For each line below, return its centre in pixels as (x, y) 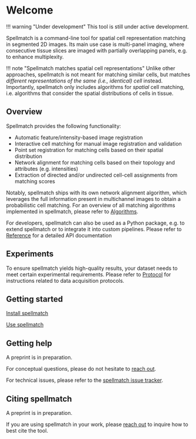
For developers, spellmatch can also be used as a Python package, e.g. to (95, 223)
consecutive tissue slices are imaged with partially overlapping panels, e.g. (97, 50)
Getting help (29, 343)
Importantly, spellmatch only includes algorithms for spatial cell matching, (95, 87)
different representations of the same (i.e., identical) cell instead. (85, 81)
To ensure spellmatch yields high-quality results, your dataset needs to (92, 268)
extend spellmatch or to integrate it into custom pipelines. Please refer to (94, 229)
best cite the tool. (27, 430)
